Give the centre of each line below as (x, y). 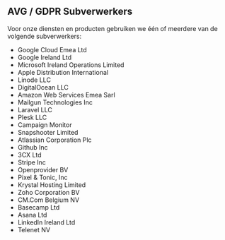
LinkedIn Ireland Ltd (46, 222)
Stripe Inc (31, 162)
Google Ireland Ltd (45, 57)
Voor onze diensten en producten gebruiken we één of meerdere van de (112, 28)
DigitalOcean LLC (43, 87)
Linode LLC (34, 80)
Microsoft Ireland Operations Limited (71, 65)
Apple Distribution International (63, 72)
